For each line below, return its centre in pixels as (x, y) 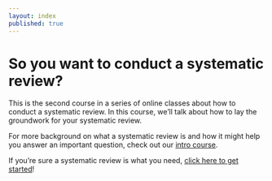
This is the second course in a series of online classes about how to (122, 103)
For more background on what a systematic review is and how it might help (134, 136)
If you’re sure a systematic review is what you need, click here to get (123, 161)
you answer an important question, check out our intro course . (113, 145)
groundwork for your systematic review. (75, 121)
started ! (22, 169)
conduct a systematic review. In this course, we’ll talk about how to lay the (133, 112)
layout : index (33, 16)
